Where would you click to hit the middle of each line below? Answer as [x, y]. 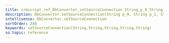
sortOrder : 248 [21, 23]
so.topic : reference [27, 33]
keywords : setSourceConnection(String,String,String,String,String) [78, 28]
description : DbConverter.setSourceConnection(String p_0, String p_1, [82, 14]
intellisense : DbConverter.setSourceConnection [56, 19]
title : [12, 10]
